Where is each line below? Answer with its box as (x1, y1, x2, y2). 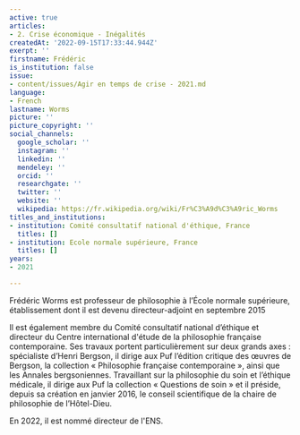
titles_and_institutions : (9, 212, 106, 222)
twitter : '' (17, 188, 63, 197)
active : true (9, 13, 58, 22)
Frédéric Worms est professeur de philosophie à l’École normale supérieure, (9, 294, 291, 305)
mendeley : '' (17, 163, 66, 172)
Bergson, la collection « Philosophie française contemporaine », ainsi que (9, 360, 280, 371)
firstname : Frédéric (9, 55, 87, 64)
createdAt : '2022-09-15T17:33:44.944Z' (9, 38, 159, 47)
